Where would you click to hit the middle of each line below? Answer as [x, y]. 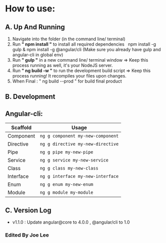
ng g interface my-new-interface [79, 176]
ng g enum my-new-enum [67, 185]
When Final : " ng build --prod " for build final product [67, 81]
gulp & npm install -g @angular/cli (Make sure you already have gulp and [86, 49]
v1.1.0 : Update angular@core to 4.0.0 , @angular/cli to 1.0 [71, 222]
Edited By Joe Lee [27, 235]
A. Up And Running [35, 27]
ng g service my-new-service [74, 160]
